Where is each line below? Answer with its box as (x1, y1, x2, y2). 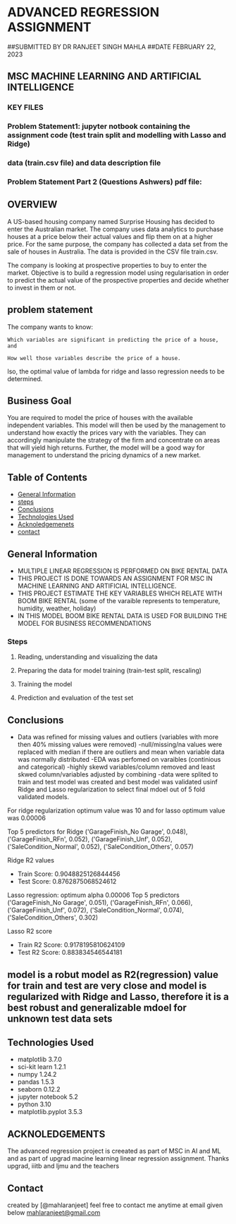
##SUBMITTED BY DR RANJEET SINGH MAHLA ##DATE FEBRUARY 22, (7, 42, 216, 51)
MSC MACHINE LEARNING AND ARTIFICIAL (7, 70, 202, 82)
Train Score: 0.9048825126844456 (17, 870, 121, 878)
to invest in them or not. (7, 283, 76, 292)
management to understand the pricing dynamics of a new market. (7, 451, 201, 459)
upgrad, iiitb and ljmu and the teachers (7, 1162, 120, 1170)
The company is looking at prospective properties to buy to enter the (7, 261, 207, 269)
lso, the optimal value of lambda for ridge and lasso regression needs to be (7, 367, 225, 376)
